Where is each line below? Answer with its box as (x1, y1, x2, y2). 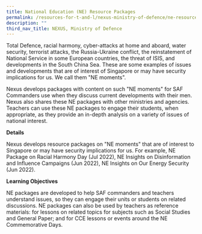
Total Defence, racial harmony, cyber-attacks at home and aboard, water (6, 42, 186, 49)
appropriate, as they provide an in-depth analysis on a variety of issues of (6, 111, 189, 118)
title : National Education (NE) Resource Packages (6, 8, 136, 15)
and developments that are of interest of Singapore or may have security (6, 67, 186, 75)
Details (6, 129, 25, 136)
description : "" (6, 20, 47, 26)
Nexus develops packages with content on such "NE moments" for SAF (6, 85, 183, 93)
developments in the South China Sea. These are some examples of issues (6, 61, 191, 68)
